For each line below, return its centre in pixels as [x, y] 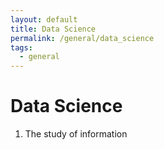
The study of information [76, 134]
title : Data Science [53, 29]
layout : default [44, 19]
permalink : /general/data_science [82, 38]
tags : [21, 47]
